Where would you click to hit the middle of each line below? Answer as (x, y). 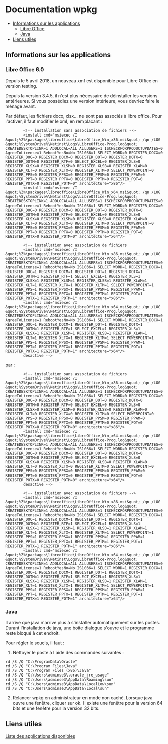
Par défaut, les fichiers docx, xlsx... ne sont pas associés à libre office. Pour (84, 116)
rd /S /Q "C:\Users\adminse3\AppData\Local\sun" (57, 688)
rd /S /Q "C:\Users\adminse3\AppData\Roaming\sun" (59, 679)
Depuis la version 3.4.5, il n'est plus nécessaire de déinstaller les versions (81, 95)
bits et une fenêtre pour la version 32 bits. (56, 708)
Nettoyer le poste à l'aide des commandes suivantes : (68, 652)
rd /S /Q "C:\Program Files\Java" (41, 666)
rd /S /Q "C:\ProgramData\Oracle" (41, 662)
